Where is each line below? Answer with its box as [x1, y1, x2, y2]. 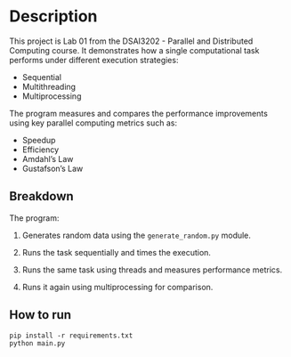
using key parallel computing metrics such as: [9, 118, 178, 128]
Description [9, 6, 98, 27]
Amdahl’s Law [21, 153, 74, 164]
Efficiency [21, 144, 60, 155]
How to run [9, 307, 72, 322]
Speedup [21, 134, 56, 145]
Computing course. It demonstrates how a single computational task [9, 45, 260, 55]
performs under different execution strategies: [9, 54, 179, 65]
